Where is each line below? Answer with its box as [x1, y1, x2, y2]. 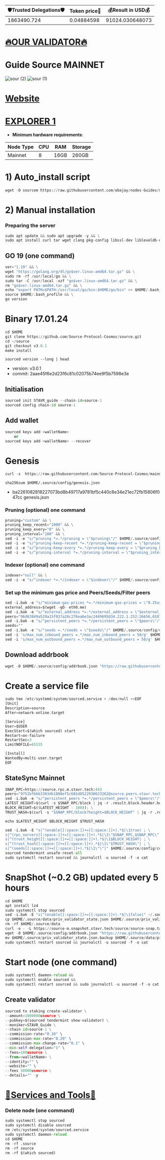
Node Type [7, 144, 34, 150]
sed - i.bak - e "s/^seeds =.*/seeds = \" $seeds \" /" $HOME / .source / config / [5, 628, 160, 633]
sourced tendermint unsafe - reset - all [5, 851, 82, 856]
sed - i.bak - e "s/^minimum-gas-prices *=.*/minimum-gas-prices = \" [5, 600, 148, 605]
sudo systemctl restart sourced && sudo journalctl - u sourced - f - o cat [5, 982, 160, 987]
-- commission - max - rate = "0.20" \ [5, 1036, 71, 1041]
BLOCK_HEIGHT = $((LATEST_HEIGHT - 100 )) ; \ [5, 805, 93, 810]
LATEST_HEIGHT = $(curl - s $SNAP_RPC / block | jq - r [5, 801, 109, 806]
